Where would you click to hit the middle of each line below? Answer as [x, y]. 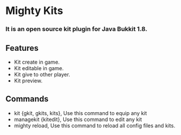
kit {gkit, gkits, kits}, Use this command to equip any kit [80, 113]
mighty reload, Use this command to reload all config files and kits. [95, 125]
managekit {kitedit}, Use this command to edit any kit [78, 119]
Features [22, 48]
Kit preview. [28, 81]
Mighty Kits [34, 11]
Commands [27, 99]
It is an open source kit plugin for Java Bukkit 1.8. [76, 29]
